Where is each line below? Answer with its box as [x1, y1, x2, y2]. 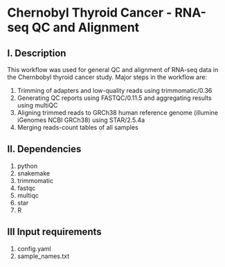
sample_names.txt [17, 252, 70, 260]
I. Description [7, 47, 66, 59]
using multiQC [17, 101, 58, 109]
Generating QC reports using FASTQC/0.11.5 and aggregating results [17, 94, 213, 102]
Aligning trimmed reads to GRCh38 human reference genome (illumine [17, 109, 218, 117]
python [17, 162, 38, 170]
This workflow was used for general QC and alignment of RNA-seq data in [7, 66, 219, 74]
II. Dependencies [7, 144, 82, 155]
